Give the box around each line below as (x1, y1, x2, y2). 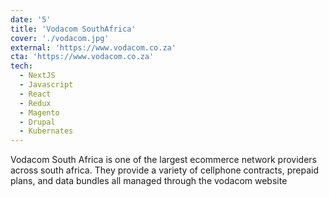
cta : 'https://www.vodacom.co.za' (10, 52, 155, 62)
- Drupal (19, 117, 56, 127)
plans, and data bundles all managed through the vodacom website (10, 175, 288, 187)
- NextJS (19, 71, 56, 81)
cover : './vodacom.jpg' (10, 33, 110, 43)
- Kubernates (19, 126, 74, 136)
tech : (10, 61, 33, 71)
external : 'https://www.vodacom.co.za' (10, 42, 177, 53)
